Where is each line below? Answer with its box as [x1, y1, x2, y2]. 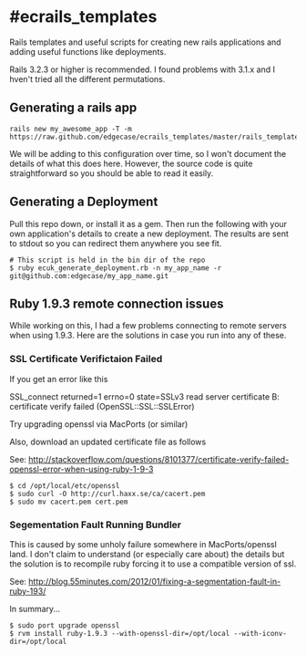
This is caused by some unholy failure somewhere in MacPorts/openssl [9, 538, 278, 549]
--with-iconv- [233, 629, 287, 638]
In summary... [9, 603, 61, 614]
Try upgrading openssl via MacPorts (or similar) [9, 418, 189, 430]
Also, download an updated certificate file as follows [9, 436, 207, 447]
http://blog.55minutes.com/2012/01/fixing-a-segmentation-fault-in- [28, 576, 281, 587]
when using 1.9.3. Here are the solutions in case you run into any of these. [9, 330, 287, 341]
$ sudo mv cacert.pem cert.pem [9, 497, 128, 506]
